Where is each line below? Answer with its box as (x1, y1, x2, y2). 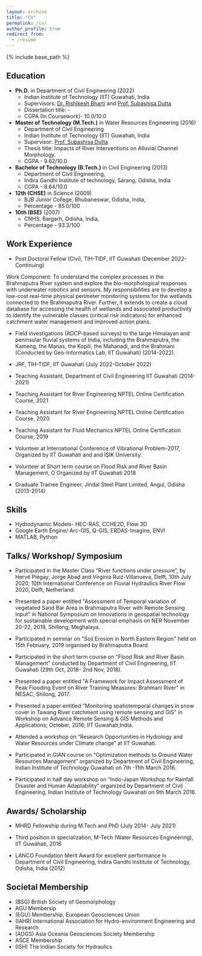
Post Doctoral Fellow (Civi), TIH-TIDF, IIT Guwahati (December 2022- (14, 255, 187, 262)
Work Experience (6, 239, 73, 249)
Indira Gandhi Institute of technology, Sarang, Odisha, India (24, 176, 171, 184)
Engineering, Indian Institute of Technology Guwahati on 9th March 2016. (14, 788, 197, 796)
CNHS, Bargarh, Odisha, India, (24, 215, 99, 222)
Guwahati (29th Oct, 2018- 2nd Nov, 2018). (14, 666, 122, 673)
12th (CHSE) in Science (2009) (14, 189, 92, 197)
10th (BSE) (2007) (14, 209, 60, 216)
